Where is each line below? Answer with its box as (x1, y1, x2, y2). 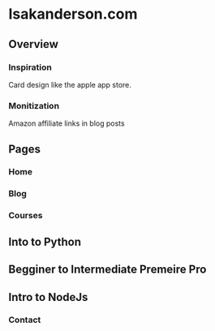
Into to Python (8, 234, 82, 248)
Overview (8, 37, 59, 51)
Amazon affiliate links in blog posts (8, 118, 125, 128)
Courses (8, 210, 43, 221)
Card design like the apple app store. (8, 80, 132, 89)
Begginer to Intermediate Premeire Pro (8, 263, 207, 277)
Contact (8, 314, 41, 325)
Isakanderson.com (8, 5, 138, 24)
